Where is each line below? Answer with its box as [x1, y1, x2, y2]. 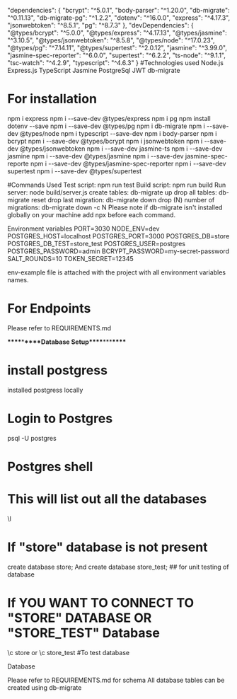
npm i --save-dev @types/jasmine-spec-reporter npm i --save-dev [30, 159, 226, 168]
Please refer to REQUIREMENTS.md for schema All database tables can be [7, 676, 225, 684]
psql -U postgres [7, 434, 57, 442]
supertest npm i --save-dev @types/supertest [7, 166, 142, 175]
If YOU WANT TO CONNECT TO [7, 595, 195, 611]
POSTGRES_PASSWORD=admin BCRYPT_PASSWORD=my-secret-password [7, 247, 230, 255]
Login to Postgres [7, 410, 113, 427]
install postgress [7, 362, 108, 379]
